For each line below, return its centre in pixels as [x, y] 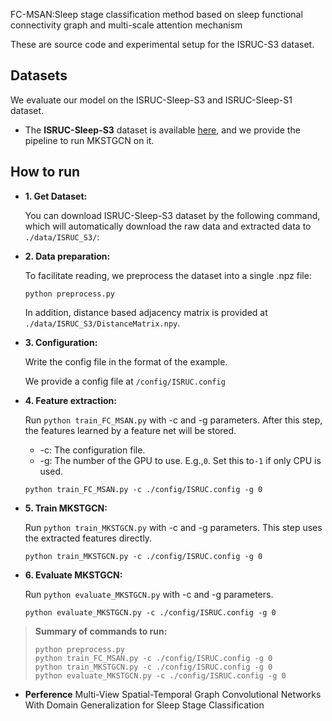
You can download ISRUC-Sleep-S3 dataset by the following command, [172, 215]
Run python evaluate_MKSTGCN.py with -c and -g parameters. [149, 594]
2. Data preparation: [67, 256]
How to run [45, 172]
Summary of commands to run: [101, 631]
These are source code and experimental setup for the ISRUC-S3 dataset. [162, 44]
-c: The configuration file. [92, 450]
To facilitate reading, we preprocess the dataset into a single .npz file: [168, 275]
